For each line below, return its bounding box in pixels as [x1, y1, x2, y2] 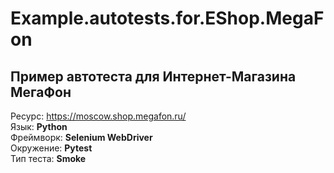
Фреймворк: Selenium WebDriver [10, 132, 153, 143]
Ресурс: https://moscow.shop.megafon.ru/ [10, 110, 187, 122]
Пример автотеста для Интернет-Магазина [10, 68, 297, 85]
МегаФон [10, 83, 72, 101]
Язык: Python [10, 121, 68, 132]
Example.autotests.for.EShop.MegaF [10, 7, 325, 30]
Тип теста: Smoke [10, 153, 87, 164]
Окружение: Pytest [10, 142, 93, 154]
